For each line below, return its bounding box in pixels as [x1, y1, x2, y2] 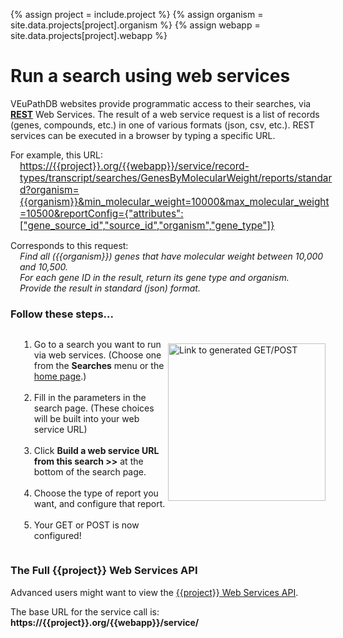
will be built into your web [33, 413, 140, 425]
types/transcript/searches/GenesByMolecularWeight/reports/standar [19, 171, 333, 184]
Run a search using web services [10, 65, 291, 88]
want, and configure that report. [33, 498, 166, 510]
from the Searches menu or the [33, 360, 165, 372]
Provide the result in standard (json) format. [19, 282, 201, 294]
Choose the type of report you [33, 487, 159, 499]
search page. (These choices [33, 402, 155, 414]
